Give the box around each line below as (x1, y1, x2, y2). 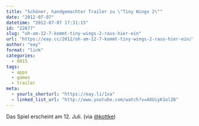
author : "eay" (6, 42, 41, 48)
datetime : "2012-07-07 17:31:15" (6, 20, 89, 25)
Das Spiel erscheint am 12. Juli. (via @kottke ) (6, 113, 116, 120)
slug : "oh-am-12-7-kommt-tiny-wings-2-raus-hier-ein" (6, 31, 142, 37)
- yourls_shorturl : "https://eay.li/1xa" (11, 91, 115, 97)
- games (11, 75, 31, 80)
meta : (6, 86, 20, 92)
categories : (6, 53, 36, 59)
